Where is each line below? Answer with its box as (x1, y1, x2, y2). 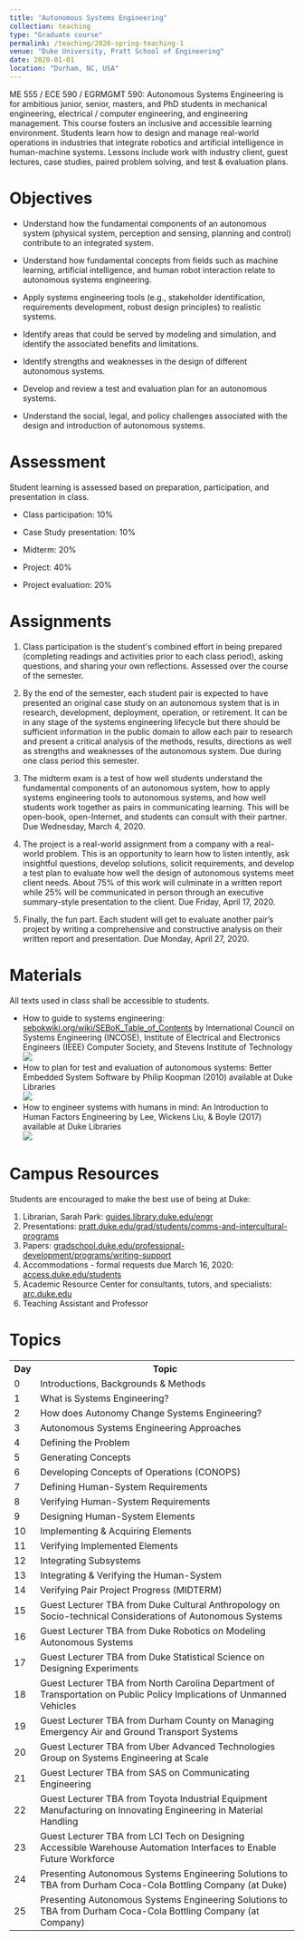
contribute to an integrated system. (22, 237, 154, 248)
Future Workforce (40, 1852, 115, 1865)
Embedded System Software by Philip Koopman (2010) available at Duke (22, 1072, 293, 1083)
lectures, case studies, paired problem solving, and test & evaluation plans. (9, 156, 289, 167)
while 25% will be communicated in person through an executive (22, 887, 264, 897)
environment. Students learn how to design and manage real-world (9, 127, 260, 138)
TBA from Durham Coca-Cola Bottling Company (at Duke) (40, 1878, 288, 1891)
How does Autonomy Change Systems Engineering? (40, 1406, 262, 1419)
